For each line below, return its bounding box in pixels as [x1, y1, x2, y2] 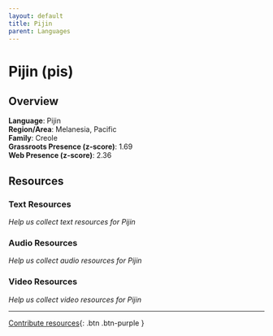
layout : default [8, 11, 63, 20]
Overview [8, 94, 59, 108]
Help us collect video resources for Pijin [8, 295, 142, 304]
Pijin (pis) [8, 62, 74, 81]
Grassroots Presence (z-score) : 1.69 [8, 142, 133, 151]
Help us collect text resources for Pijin [8, 217, 136, 227]
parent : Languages [8, 27, 71, 35]
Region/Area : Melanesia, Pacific [8, 124, 117, 134]
